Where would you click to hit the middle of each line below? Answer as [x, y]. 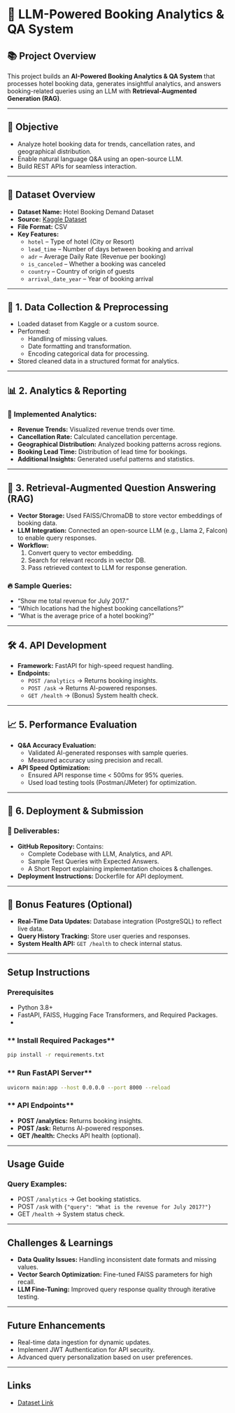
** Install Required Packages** [61, 1040]
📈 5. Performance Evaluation [72, 725]
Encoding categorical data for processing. [88, 354]
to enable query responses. [57, 538]
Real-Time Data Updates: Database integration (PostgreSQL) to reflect [119, 921]
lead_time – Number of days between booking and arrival [111, 249]
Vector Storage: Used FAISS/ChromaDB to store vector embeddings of [120, 515]
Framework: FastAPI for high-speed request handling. [95, 666]
